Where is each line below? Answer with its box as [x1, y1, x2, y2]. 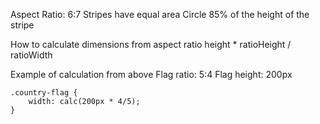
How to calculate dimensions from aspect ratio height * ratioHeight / [10, 39, 292, 50]
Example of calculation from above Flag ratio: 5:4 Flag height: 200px [10, 69, 293, 80]
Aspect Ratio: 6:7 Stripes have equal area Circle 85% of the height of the [10, 9, 310, 20]
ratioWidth [10, 49, 53, 61]
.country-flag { [10, 88, 78, 98]
